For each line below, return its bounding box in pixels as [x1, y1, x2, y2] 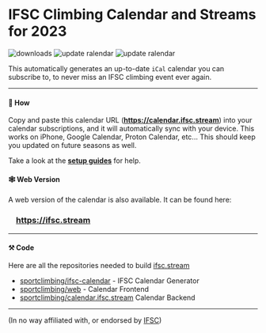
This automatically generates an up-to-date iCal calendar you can [8, 63, 225, 73]
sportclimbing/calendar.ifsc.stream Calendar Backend [19, 293, 196, 302]
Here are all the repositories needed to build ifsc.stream [8, 260, 190, 270]
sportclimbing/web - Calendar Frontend [19, 284, 149, 293]
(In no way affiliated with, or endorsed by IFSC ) [8, 315, 162, 325]
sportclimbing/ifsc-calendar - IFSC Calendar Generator [19, 275, 199, 286]
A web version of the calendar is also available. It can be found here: [8, 195, 232, 205]
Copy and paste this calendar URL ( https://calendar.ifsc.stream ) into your [8, 115, 253, 125]
